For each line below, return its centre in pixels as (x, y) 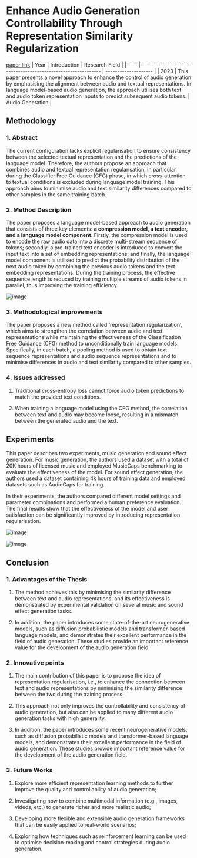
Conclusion (28, 562)
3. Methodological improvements (54, 312)
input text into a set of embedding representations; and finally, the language (98, 254)
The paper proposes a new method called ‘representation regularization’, (94, 325)
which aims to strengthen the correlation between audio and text (84, 331)
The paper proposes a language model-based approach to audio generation (98, 222)
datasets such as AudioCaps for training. (55, 485)
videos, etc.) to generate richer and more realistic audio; (83, 807)
